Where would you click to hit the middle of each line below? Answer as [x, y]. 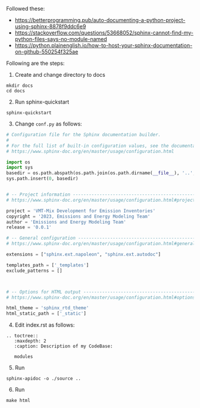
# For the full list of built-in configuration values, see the [87, 146]
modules [24, 357]
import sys [20, 168]
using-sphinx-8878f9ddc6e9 [50, 26]
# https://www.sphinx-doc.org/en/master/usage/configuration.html [90, 151]
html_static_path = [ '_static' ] [46, 314]
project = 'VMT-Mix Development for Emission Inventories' [81, 211]
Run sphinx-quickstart [42, 102]
